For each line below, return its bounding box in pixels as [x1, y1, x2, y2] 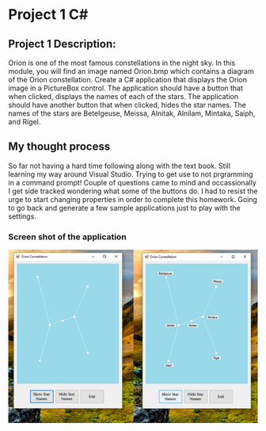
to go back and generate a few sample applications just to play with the [8, 203, 241, 212]
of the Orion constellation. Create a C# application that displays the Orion [8, 75, 248, 84]
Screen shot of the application [8, 231, 127, 242]
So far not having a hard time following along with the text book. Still [8, 161, 231, 170]
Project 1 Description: [8, 37, 116, 51]
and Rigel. [8, 117, 41, 126]
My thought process [8, 140, 111, 154]
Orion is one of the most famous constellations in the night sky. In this [8, 58, 236, 67]
